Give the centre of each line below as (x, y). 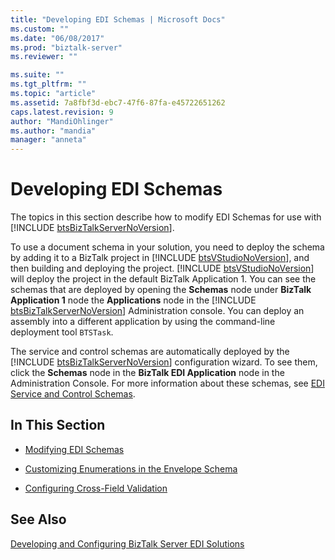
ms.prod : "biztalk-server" (66, 47)
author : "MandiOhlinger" (62, 121)
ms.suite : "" (37, 75)
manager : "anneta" (48, 140)
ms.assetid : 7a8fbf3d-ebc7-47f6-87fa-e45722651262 (118, 102)
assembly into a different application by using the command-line (143, 322)
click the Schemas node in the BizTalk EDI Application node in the (147, 373)
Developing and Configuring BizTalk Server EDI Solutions (127, 543)
